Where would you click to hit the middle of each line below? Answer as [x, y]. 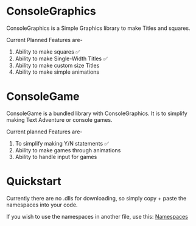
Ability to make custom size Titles [57, 65]
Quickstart [34, 182]
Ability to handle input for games [56, 157]
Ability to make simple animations [57, 72]
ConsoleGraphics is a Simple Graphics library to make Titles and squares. [98, 28]
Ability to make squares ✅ [47, 51]
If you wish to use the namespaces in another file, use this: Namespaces [97, 216]
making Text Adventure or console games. [59, 119]
